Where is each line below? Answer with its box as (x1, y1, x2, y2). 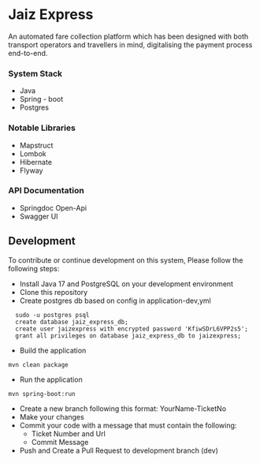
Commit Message (31, 437, 89, 446)
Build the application (19, 345, 87, 355)
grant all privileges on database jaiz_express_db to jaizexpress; (15, 331, 242, 340)
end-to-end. (8, 48, 48, 58)
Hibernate (19, 157, 53, 166)
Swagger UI (19, 211, 58, 221)
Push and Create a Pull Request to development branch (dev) (19, 446, 218, 455)
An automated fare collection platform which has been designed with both (8, 32, 249, 41)
